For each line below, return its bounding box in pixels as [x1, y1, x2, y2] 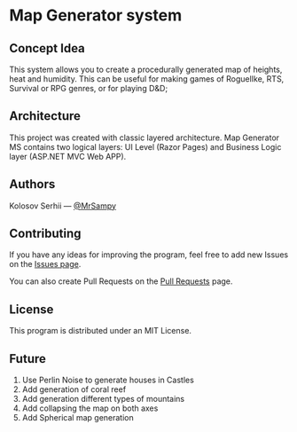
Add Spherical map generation [21, 412, 135, 423]
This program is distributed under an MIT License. [9, 326, 192, 336]
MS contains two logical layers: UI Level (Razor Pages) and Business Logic [9, 141, 282, 152]
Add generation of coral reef [21, 384, 127, 395]
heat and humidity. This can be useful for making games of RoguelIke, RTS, [9, 74, 285, 84]
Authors [9, 177, 56, 192]
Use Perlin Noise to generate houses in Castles [21, 374, 195, 386]
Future [9, 351, 47, 366]
